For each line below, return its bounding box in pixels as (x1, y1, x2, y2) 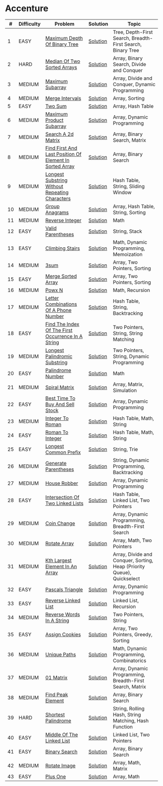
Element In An (45, 563, 77, 570)
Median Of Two (45, 58, 81, 65)
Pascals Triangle (45, 586, 83, 593)
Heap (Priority (113, 563, 145, 570)
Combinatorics (113, 657, 147, 664)
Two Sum (45, 103, 67, 109)
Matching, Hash (113, 717, 149, 724)
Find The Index (45, 321, 80, 327)
